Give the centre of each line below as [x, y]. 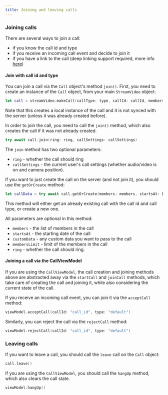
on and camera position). [38, 169]
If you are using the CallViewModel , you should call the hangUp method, [77, 373]
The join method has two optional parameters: [53, 149]
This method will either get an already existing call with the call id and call [81, 203]
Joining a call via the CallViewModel [43, 261]
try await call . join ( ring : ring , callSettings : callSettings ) [71, 140]
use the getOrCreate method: [35, 184]
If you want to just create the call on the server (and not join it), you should [82, 179]
